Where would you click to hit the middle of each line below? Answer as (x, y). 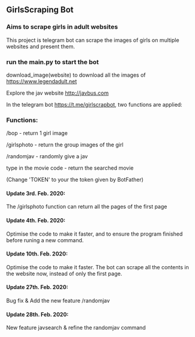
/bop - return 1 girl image (37, 133)
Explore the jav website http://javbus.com (58, 93)
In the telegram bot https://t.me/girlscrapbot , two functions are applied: (94, 104)
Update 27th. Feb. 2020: (37, 287)
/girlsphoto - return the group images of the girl (65, 145)
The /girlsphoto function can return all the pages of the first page (87, 207)
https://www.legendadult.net (41, 81)
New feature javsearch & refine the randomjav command (76, 328)
